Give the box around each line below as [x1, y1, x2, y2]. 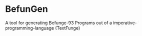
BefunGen [5, 3, 48, 15]
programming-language [5, 25, 54, 31]
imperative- [113, 20, 137, 26]
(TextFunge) [54, 25, 80, 31]
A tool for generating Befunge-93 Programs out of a [5, 20, 112, 26]
